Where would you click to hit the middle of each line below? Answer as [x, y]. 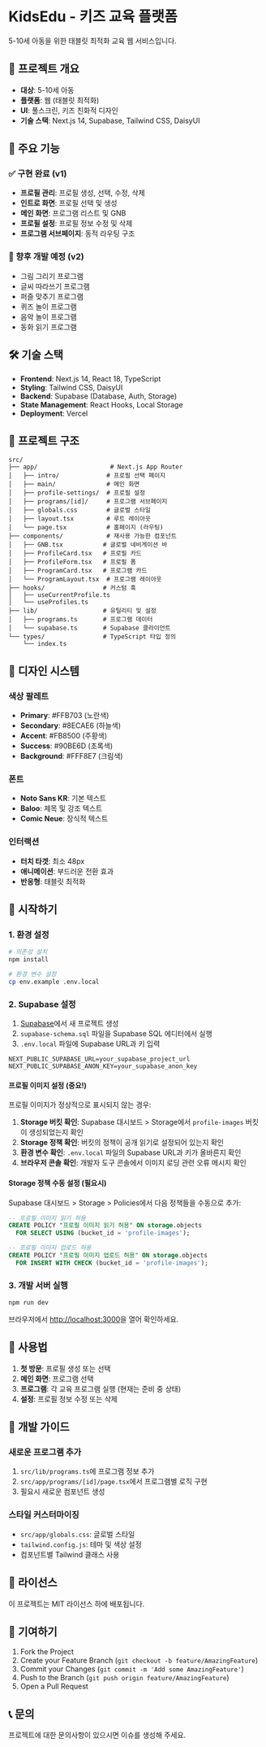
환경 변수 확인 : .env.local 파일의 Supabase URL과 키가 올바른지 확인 [131, 1152]
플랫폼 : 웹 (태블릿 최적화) [60, 100]
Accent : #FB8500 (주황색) [64, 736]
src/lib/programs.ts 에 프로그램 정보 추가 [87, 1471]
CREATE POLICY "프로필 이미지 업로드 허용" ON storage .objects [108, 1256]
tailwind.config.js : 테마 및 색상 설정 [81, 1544]
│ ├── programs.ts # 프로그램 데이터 [81, 620]
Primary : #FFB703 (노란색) [64, 716]
